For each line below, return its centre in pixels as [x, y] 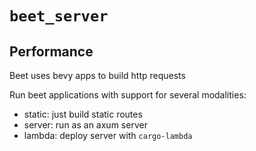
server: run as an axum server [85, 125]
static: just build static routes [83, 114]
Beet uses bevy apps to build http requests [97, 75]
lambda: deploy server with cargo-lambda [108, 135]
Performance [51, 51]
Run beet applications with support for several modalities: [128, 95]
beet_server [59, 16]
